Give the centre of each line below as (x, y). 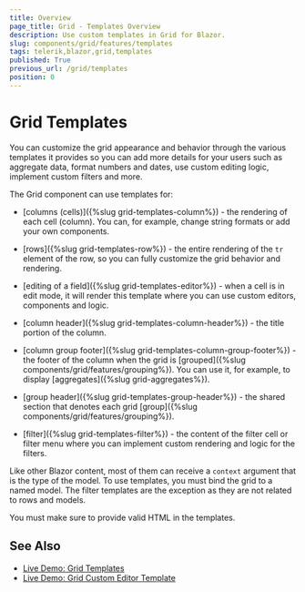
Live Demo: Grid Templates (73, 568)
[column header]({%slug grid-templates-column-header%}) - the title (153, 322)
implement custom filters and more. (76, 176)
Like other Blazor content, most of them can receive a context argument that (153, 471)
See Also (35, 546)
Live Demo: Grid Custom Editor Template (99, 577)
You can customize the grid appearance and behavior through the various (148, 148)
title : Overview (40, 18)
